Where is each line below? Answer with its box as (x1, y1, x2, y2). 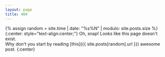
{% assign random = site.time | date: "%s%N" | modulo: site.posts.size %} (5, 25, 158, 31)
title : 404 (5, 12, 28, 17)
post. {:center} (5, 46, 35, 52)
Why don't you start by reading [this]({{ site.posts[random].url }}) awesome (5, 41, 161, 47)
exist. (5, 35, 16, 42)
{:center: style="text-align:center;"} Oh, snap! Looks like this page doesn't (5, 30, 158, 36)
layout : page (5, 7, 32, 12)
